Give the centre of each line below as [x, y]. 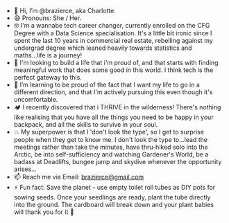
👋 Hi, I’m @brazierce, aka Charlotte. [65, 11]
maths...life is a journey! [48, 55]
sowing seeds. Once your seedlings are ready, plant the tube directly [112, 197]
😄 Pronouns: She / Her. [48, 18]
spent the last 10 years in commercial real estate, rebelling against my [113, 41]
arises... [25, 169]
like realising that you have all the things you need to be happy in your [113, 117]
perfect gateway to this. [48, 77]
